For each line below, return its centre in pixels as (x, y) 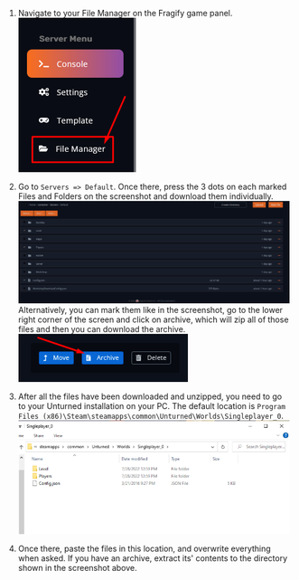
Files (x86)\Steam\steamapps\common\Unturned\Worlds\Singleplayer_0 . (151, 416)
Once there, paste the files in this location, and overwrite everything (144, 548)
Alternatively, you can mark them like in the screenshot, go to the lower (150, 310)
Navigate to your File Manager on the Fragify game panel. (125, 13)
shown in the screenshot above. (77, 567)
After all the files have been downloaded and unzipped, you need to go (150, 396)
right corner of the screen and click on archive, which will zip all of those (153, 319)
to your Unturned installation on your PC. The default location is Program (152, 406)
